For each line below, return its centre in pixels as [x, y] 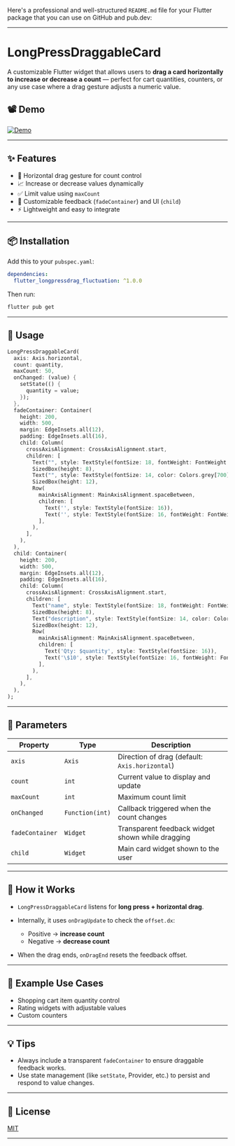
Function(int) [87, 813]
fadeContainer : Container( [53, 410]
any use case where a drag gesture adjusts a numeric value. [94, 86]
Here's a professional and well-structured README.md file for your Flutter [109, 10]
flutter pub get [31, 308]
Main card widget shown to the [169, 848]
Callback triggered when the [164, 808]
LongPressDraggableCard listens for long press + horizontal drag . [111, 906]
